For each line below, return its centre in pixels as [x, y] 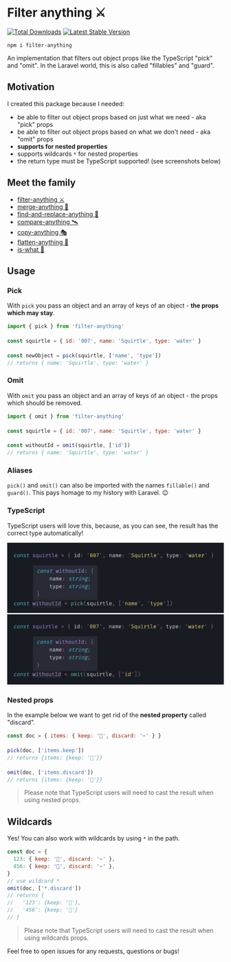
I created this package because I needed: [66, 103]
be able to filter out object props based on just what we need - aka [111, 117]
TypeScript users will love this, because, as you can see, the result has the [113, 525]
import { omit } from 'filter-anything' [66, 416]
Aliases [20, 470]
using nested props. [52, 800]
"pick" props [35, 124]
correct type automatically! [45, 533]
